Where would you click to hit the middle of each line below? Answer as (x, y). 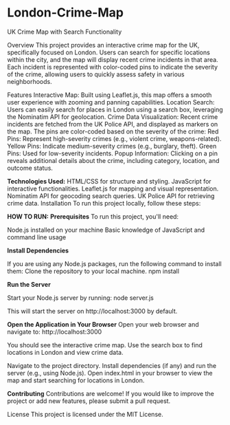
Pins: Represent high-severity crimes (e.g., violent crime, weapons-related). (114, 138)
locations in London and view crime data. (65, 352)
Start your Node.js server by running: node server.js (81, 298)
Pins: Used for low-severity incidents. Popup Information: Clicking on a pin (113, 153)
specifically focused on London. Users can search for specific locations (109, 52)
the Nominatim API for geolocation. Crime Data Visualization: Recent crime (113, 117)
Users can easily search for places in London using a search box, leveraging (115, 109)
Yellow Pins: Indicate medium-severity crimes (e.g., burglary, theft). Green (112, 146)
